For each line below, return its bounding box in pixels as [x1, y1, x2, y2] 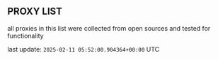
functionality [7, 31, 44, 40]
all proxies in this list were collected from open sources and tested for [7, 24, 211, 32]
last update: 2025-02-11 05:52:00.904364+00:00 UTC [7, 45, 160, 53]
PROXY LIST [7, 6, 62, 17]
